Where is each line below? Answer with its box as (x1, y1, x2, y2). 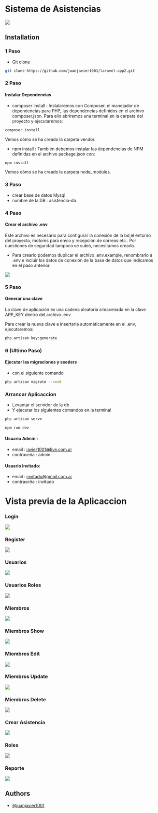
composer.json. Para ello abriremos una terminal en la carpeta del (12, 113, 144, 119)
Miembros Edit (5, 650, 40, 657)
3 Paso (5, 181, 22, 188)
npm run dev (5, 425, 29, 430)
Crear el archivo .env (5, 222, 48, 227)
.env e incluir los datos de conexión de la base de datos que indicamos (12, 257, 154, 263)
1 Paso (5, 48, 21, 54)
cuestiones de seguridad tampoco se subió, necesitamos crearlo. (5, 242, 135, 248)
